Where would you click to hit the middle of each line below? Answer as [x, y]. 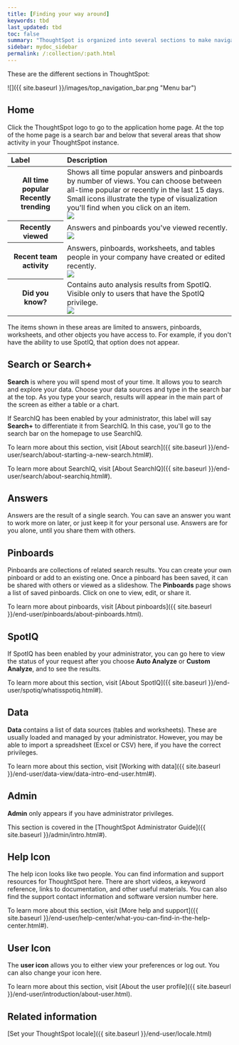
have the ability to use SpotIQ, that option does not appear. [94, 342]
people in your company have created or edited [146, 257]
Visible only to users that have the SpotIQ [136, 293]
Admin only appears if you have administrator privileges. [91, 813]
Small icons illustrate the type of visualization [143, 199]
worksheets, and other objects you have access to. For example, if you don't [119, 335]
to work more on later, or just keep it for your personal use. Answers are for [118, 523]
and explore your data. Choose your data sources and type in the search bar [119, 389]
